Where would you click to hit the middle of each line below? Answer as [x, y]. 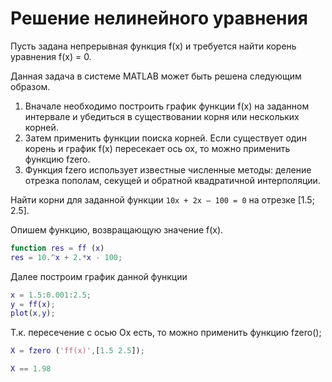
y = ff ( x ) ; [33, 304]
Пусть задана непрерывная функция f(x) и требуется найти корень [153, 46]
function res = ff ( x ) [57, 248]
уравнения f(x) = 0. [51, 56]
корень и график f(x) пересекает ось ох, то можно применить [157, 148]
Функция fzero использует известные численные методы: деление [168, 169]
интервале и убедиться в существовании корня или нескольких [162, 116]
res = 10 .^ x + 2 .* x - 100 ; [66, 257]
